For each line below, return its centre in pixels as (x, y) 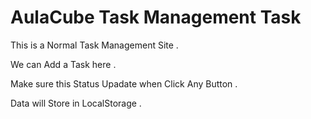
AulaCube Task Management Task (156, 17)
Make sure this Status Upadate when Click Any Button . (124, 83)
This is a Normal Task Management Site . (94, 45)
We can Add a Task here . (63, 64)
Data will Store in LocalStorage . (76, 103)
